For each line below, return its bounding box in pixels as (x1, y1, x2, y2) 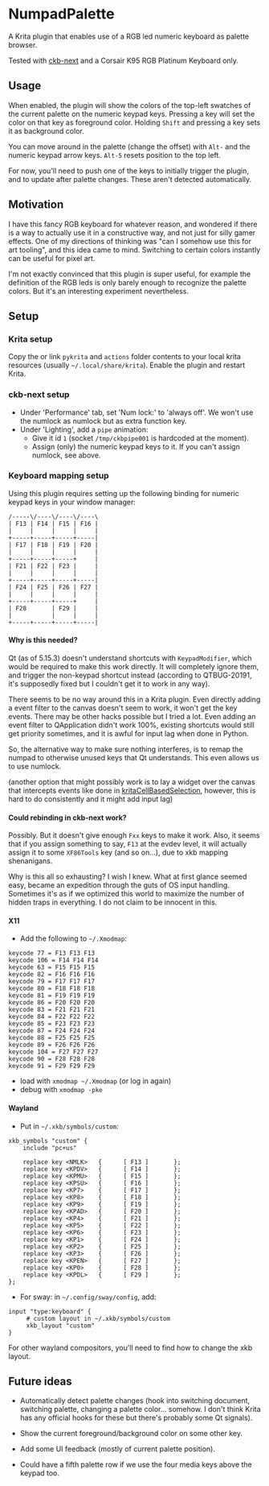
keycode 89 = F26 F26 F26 (8, 1041, 95, 1049)
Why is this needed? (8, 635, 78, 645)
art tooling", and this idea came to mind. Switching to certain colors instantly (8, 245, 261, 255)
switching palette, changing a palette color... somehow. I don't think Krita (19, 1405, 261, 1414)
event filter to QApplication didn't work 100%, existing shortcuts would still (8, 720, 255, 730)
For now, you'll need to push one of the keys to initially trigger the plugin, (8, 166, 250, 176)
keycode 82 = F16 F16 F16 (8, 971, 95, 979)
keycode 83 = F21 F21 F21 (8, 1006, 95, 1014)
